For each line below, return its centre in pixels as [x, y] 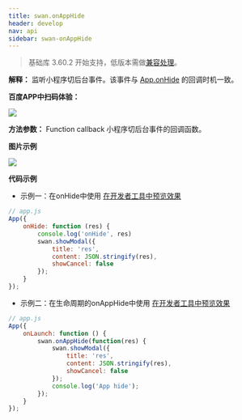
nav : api [23, 31]
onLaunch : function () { [65, 333]
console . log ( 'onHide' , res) [85, 234]
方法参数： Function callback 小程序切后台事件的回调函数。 [107, 129]
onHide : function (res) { [67, 227]
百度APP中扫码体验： [44, 97]
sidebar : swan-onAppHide [50, 38]
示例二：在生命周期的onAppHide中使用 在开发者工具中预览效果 [125, 303]
